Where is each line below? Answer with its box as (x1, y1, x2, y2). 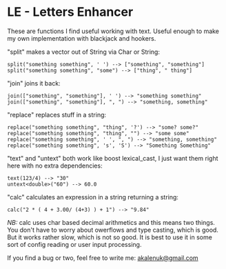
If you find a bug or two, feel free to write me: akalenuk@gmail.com (7, 253, 198, 262)
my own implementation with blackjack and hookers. (7, 34, 156, 42)
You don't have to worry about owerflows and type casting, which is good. (7, 226, 219, 234)
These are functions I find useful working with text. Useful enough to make (7, 27, 219, 35)
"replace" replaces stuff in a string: (7, 110, 107, 119)
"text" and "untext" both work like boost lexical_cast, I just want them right (7, 154, 218, 162)
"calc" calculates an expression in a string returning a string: (7, 192, 179, 201)
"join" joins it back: (7, 79, 61, 87)
